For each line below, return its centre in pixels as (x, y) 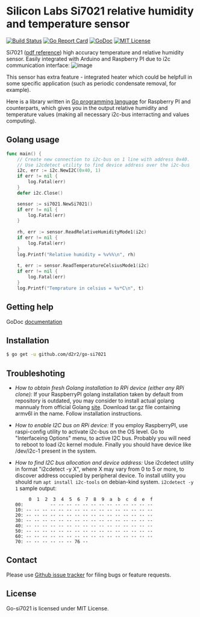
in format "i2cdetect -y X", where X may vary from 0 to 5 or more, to (100, 469)
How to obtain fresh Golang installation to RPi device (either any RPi (99, 388)
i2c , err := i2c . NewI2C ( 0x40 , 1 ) (59, 170)
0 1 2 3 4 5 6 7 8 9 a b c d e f (91, 500)
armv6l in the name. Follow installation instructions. (79, 414)
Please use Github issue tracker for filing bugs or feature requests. (89, 575)
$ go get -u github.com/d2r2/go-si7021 (56, 355)
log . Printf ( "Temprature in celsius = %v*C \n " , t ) (81, 288)
